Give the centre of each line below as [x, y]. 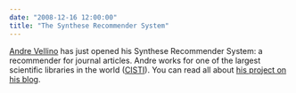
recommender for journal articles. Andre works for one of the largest [135, 60]
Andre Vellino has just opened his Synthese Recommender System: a [136, 50]
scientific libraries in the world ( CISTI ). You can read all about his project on [148, 70]
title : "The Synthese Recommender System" [89, 26]
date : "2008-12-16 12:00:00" [63, 17]
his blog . [25, 79]
